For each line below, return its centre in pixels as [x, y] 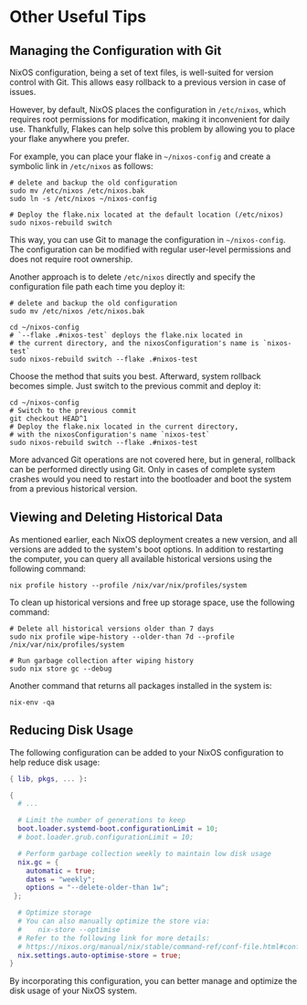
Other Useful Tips [78, 17]
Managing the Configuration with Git [116, 51]
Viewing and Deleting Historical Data [116, 518]
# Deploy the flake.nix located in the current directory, [124, 427]
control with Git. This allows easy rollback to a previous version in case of [148, 82]
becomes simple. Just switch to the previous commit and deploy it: [135, 386]
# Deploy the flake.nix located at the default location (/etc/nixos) [147, 215]
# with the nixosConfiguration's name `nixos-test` [110, 435]
